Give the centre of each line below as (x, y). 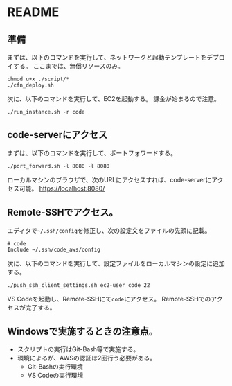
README (33, 12)
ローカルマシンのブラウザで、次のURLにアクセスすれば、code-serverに (109, 179)
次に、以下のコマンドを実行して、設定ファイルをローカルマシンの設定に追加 (116, 263)
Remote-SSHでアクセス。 (63, 212)
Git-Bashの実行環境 (55, 367)
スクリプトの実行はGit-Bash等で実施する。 (78, 349)
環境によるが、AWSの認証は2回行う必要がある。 (87, 358)
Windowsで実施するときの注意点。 (82, 332)
